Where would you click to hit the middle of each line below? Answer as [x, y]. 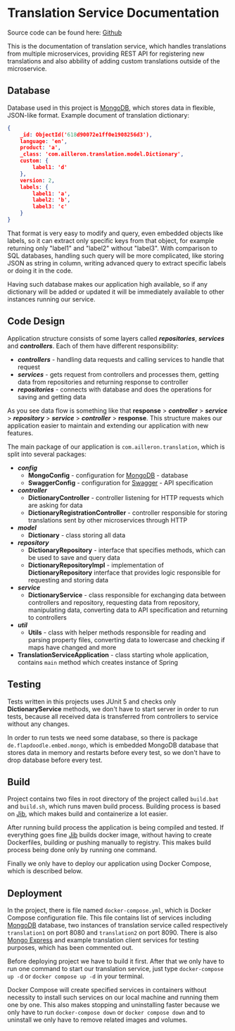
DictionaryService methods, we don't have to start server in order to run [113, 708]
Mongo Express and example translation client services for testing [103, 940]
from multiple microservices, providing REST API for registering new [106, 54]
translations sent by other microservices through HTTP [108, 520]
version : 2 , [37, 180]
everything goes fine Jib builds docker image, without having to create [110, 835]
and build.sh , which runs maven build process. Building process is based [114, 806]
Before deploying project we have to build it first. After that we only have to [116, 961]
